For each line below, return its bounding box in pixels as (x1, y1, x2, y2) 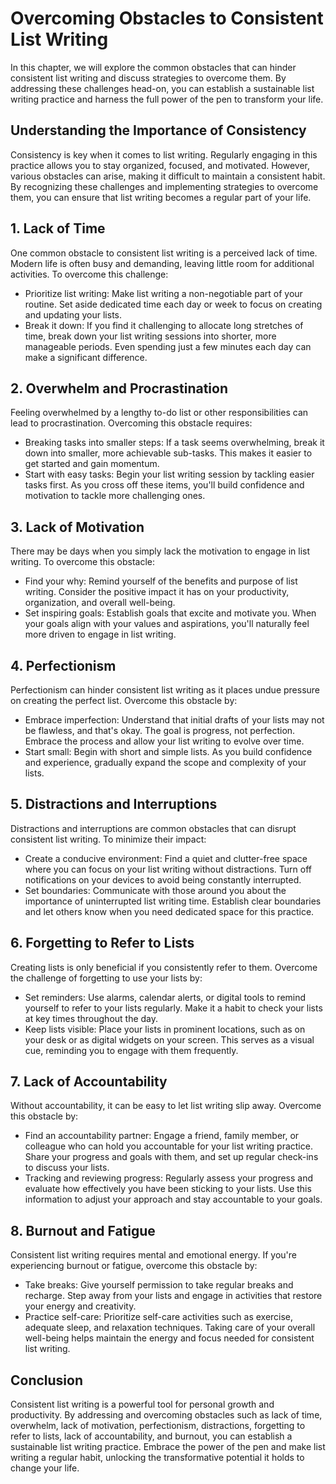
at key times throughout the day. (24, 1012, 159, 1024)
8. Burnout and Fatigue (10, 1222, 156, 1239)
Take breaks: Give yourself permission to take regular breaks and (24, 1279, 294, 1291)
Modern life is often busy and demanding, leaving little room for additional (10, 257, 315, 269)
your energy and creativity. (24, 1300, 137, 1312)
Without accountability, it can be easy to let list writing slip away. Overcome (10, 1100, 322, 1112)
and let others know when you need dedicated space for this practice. (24, 905, 315, 917)
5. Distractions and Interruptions (10, 796, 218, 813)
